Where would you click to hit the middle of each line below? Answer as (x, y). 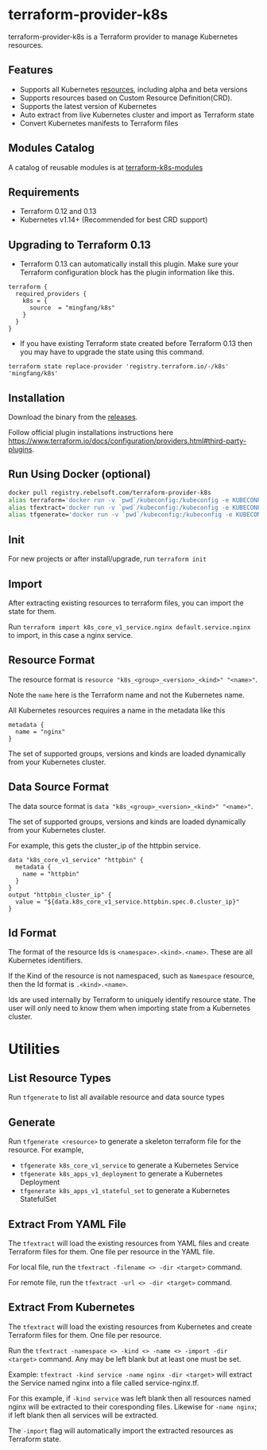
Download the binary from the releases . (73, 417)
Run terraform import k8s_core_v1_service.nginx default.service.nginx (130, 627)
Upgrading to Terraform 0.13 (79, 245)
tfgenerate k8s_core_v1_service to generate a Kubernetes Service (129, 1165)
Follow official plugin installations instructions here (91, 432)
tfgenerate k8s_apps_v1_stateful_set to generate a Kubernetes (125, 1191)
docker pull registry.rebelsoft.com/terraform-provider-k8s (110, 492)
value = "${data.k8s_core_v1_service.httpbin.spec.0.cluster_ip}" (128, 902)
